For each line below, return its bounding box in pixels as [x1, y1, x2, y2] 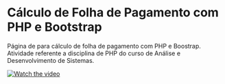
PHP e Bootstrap [7, 19, 102, 35]
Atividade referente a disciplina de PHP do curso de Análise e [7, 49, 180, 57]
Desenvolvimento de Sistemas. [7, 56, 95, 64]
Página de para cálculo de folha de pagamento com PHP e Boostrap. [7, 42, 201, 50]
